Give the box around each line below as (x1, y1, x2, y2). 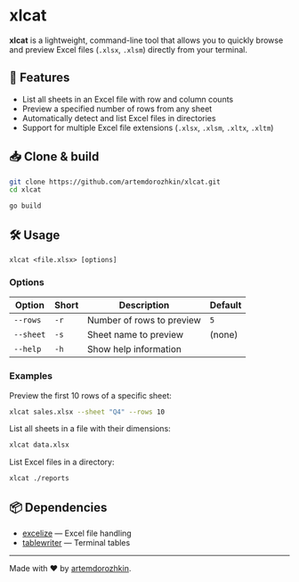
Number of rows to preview (87, 314, 202, 326)
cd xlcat (9, 185, 42, 194)
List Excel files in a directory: (9, 456, 115, 468)
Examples (9, 370, 53, 382)
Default (209, 299, 242, 312)
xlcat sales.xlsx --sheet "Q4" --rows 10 (9, 407, 166, 416)
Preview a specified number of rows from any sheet (21, 103, 213, 114)
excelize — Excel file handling (21, 528, 132, 539)
